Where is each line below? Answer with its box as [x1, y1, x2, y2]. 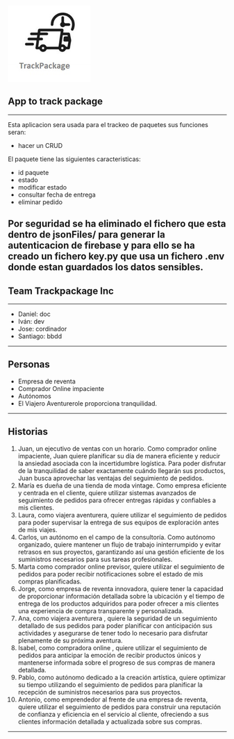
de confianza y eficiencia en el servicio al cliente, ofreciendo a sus [17, 710, 209, 718]
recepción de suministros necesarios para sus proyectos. [17, 688, 183, 696]
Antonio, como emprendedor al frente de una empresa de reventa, [17, 695, 208, 704]
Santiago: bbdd [17, 332, 62, 340]
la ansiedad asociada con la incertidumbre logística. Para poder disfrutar [17, 459, 226, 467]
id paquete [17, 168, 49, 176]
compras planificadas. [17, 577, 82, 586]
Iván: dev [17, 317, 44, 326]
